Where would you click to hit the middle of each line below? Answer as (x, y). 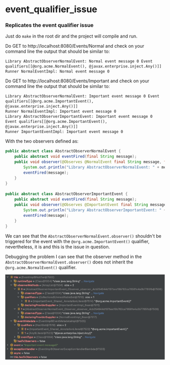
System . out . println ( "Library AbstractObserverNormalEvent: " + (91, 168)
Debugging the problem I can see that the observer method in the (74, 256)
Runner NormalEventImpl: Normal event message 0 (57, 72)
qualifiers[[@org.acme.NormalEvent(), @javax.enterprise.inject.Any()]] (83, 67)
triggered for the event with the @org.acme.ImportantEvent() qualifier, (77, 241)
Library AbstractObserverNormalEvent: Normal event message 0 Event (79, 61)
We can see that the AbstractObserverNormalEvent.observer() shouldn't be (83, 236)
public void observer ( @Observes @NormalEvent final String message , (88, 162)
